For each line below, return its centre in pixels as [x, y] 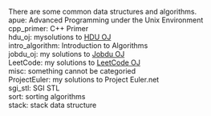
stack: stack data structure [53, 105]
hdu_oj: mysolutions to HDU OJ [60, 37]
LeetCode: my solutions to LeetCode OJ [75, 62]
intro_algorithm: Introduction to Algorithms [78, 46]
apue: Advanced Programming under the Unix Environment [106, 20]
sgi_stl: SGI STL [34, 88]
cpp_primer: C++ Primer [49, 28]
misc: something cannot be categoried [72, 71]
